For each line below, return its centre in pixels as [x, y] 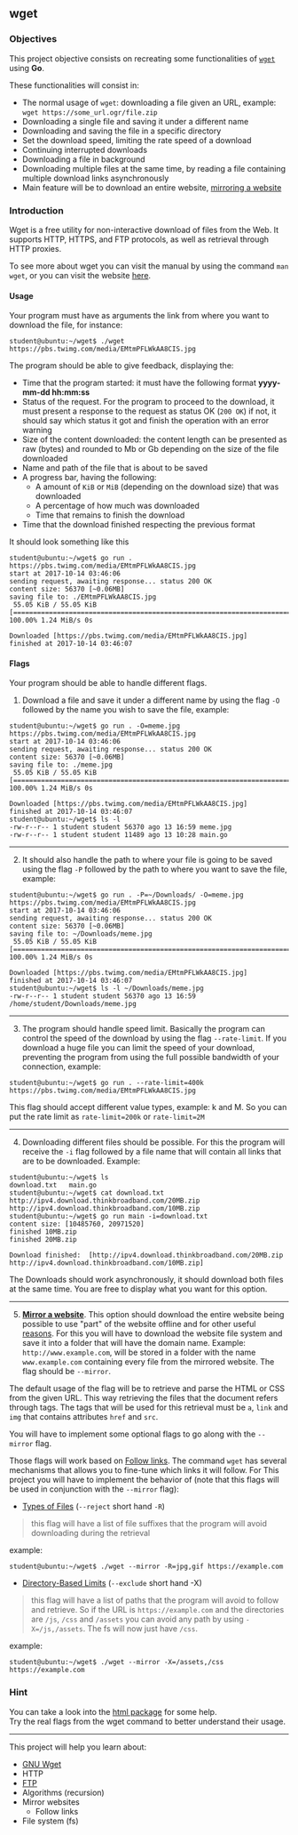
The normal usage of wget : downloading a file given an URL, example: [149, 102]
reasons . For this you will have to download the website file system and [152, 1333]
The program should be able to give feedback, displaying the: [122, 366]
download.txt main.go [53, 1186]
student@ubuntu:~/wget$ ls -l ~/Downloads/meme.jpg [106, 989]
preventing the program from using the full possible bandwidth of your [150, 1058]
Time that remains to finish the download [110, 515]
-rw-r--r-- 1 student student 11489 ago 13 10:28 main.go [118, 835]
